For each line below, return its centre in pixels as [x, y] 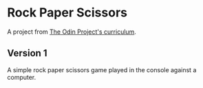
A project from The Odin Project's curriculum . [72, 32]
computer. [22, 77]
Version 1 [27, 53]
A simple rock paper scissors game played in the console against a [102, 69]
